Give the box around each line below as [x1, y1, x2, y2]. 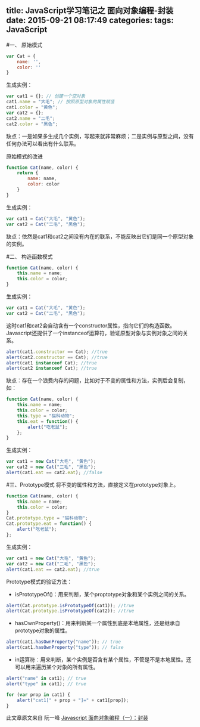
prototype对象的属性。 [14, 627, 71, 634]
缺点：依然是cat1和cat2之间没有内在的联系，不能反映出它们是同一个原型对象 [6, 233, 194, 240]
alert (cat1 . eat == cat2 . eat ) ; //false [6, 470, 102, 476]
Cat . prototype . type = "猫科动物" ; [6, 515, 88, 521]
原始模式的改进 [6, 153, 43, 160]
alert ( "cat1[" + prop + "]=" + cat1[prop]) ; [17, 697, 129, 703]
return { [17, 170, 39, 176]
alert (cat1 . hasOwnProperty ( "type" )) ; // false [6, 645, 124, 651]
